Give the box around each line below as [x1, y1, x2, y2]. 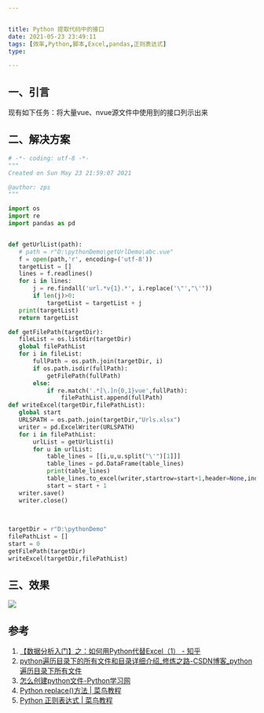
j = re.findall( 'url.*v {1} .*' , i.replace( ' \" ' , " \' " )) [32, 284, 213, 292]
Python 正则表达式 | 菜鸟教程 [19, 696, 113, 705]
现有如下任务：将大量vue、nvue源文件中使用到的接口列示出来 [8, 108, 208, 117]
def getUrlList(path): [8, 240, 82, 248]
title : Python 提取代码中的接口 [8, 25, 104, 33]
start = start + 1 [46, 481, 108, 489]
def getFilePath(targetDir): [8, 328, 104, 336]
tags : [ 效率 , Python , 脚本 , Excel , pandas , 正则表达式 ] [8, 40, 167, 48]
